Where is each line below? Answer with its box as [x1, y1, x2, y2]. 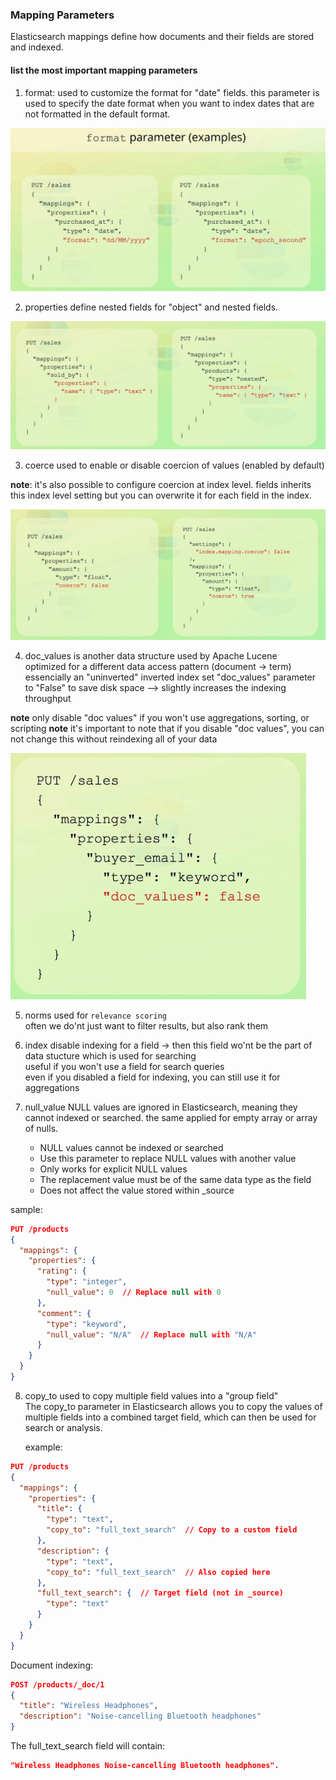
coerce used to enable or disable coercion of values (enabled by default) [24, 459, 325, 472]
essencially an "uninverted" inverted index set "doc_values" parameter [24, 671, 317, 683]
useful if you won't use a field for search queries [24, 1060, 225, 1072]
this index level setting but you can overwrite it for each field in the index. [10, 489, 312, 502]
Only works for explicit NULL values [39, 1163, 188, 1175]
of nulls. [24, 1122, 59, 1134]
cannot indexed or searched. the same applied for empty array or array [24, 1111, 318, 1123]
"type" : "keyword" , [46, 1319, 128, 1329]
